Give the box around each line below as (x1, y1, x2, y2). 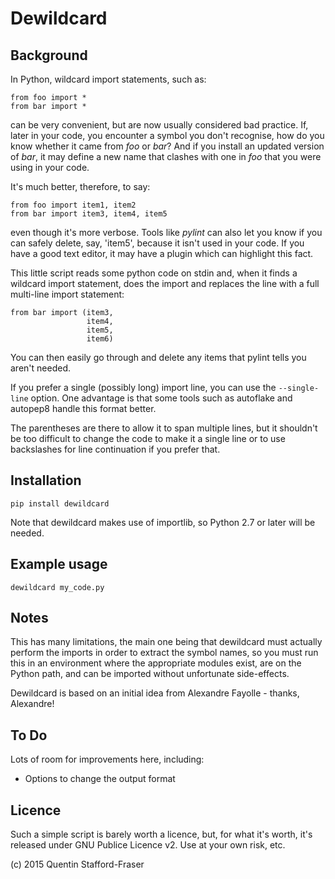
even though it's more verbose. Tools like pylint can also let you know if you (10, 227, 323, 238)
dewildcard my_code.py (10, 582, 105, 592)
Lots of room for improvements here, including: (10, 753, 205, 766)
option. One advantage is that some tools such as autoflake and (30, 392, 293, 404)
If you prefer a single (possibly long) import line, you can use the (10, 382, 277, 393)
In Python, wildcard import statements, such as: (10, 73, 207, 85)
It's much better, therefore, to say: (10, 181, 151, 192)
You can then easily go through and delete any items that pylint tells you (10, 352, 307, 363)
